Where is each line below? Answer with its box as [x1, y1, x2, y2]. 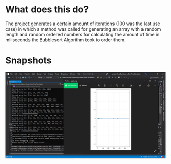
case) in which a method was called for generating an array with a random [5, 26, 161, 32]
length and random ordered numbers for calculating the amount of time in [5, 31, 160, 37]
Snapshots [5, 55, 52, 66]
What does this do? [5, 4, 89, 15]
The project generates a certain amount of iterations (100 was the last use [5, 20, 160, 27]
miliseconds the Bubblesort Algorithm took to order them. [5, 37, 126, 43]
